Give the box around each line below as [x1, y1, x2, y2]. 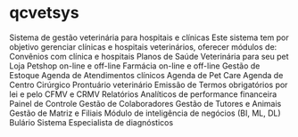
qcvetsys [9, 3, 79, 23]
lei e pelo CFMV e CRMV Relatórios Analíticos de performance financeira [9, 88, 277, 100]
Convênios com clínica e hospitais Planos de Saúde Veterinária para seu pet [9, 51, 289, 61]
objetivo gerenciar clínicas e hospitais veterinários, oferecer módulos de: [9, 41, 277, 52]
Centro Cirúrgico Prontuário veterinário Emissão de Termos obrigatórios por [9, 79, 288, 90]
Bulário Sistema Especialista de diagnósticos [9, 117, 174, 127]
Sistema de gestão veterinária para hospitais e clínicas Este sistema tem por [9, 32, 289, 43]
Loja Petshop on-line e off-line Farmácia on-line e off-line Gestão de [9, 60, 261, 71]
